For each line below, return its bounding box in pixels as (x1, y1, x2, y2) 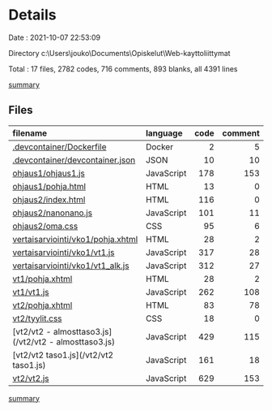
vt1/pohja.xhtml (12, 273, 73, 284)
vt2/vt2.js (12, 372, 50, 383)
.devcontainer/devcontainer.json (12, 154, 136, 166)
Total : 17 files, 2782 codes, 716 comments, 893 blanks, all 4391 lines (8, 63, 238, 74)
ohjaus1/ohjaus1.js (12, 167, 85, 179)
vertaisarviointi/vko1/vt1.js (12, 246, 115, 257)
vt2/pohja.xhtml (12, 299, 73, 310)
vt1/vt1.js (12, 286, 50, 297)
